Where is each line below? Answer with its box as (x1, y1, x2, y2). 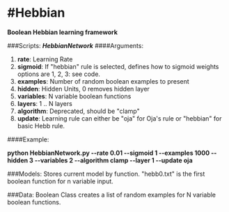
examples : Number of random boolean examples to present (17, 77, 189, 85)
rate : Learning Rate (17, 54, 73, 63)
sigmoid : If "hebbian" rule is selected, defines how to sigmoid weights (17, 62, 219, 70)
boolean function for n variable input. (7, 176, 113, 185)
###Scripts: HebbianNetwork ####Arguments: (7, 41, 144, 50)
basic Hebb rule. (17, 121, 65, 130)
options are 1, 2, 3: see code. (17, 70, 101, 78)
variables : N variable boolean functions (17, 92, 132, 100)
